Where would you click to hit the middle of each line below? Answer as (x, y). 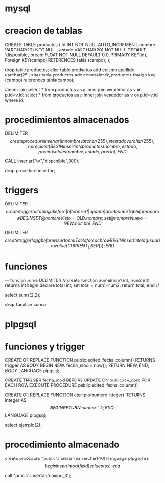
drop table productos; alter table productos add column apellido (70, 70)
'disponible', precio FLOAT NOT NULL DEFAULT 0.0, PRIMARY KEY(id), (76, 55)
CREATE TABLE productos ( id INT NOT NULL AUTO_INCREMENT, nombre (80, 45)
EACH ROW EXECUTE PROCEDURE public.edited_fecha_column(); (72, 385)
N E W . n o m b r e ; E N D (82, 223)
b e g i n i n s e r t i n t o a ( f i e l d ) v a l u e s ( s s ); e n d (82, 466)
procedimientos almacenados (67, 120)
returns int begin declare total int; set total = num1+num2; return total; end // (82, 285)
